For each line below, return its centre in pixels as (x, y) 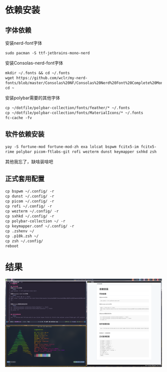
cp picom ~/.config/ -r (30, 201)
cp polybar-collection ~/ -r (35, 221)
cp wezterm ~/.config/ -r (32, 211)
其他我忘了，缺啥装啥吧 (29, 161)
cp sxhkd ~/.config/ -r (30, 216)
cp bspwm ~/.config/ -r (30, 191)
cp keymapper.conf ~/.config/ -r (40, 226)
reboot (12, 246)
